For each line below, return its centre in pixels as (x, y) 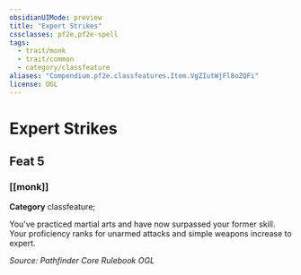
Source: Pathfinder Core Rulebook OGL (82, 260)
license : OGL (34, 84)
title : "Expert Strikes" (56, 26)
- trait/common (46, 59)
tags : (19, 43)
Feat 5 (27, 162)
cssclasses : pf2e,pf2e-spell (64, 34)
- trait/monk (42, 51)
